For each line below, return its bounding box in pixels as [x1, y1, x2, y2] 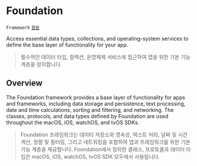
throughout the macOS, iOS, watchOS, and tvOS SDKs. [6, 119, 140, 126]
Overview [6, 78, 43, 88]
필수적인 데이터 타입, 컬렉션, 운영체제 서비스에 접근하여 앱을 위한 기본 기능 [20, 53, 191, 60]
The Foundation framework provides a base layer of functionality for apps [6, 94, 186, 101]
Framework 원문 [6, 25, 40, 31]
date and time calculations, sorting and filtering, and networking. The [6, 106, 174, 113]
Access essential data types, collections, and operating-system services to [6, 35, 189, 42]
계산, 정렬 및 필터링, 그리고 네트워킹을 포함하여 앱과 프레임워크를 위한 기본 [20, 138, 191, 145]
